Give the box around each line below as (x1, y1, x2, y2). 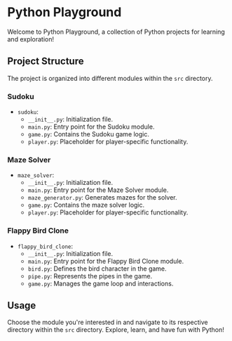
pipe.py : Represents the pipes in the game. (27, 271, 153, 280)
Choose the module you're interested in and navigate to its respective (7, 318, 208, 327)
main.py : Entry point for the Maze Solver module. (27, 186, 169, 194)
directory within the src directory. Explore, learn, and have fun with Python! (7, 326, 224, 334)
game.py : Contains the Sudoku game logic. (27, 130, 149, 139)
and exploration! (7, 34, 55, 43)
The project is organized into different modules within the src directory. (7, 74, 213, 82)
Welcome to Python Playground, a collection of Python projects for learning (7, 27, 226, 36)
